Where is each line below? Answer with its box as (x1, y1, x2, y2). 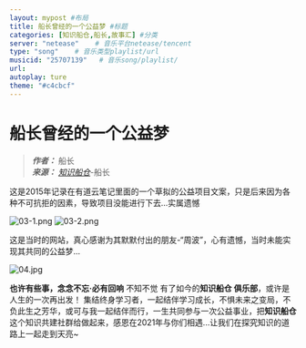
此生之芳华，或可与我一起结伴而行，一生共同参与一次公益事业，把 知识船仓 (16, 305, 297, 316)
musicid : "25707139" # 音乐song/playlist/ (9, 56, 178, 65)
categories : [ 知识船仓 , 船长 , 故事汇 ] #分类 (9, 30, 158, 39)
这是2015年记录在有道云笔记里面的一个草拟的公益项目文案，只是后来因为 (9, 186, 283, 197)
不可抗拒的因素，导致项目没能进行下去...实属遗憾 (16, 197, 200, 208)
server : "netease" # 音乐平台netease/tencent (9, 38, 192, 48)
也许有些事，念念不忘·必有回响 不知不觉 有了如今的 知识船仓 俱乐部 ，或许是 (9, 282, 290, 293)
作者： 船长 (31, 155, 75, 166)
